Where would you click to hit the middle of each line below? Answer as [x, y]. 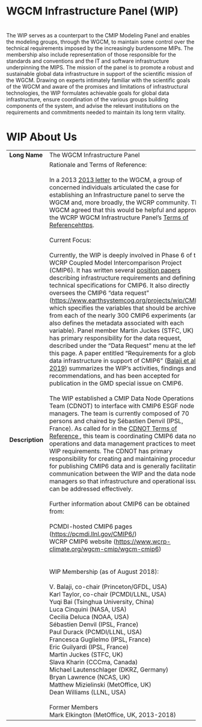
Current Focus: [70, 241]
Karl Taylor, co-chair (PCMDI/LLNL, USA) [108, 594]
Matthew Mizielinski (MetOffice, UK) [100, 685]
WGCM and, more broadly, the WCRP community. [119, 203]
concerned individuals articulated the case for [114, 187]
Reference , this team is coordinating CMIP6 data [118, 436]
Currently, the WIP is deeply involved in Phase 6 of [121, 256]
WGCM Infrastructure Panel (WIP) [93, 11]
